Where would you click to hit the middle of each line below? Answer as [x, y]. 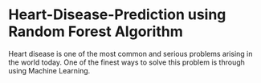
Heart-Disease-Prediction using [117, 15]
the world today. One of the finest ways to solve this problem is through [126, 62]
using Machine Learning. [49, 70]
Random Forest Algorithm [96, 32]
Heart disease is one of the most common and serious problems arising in [130, 53]
